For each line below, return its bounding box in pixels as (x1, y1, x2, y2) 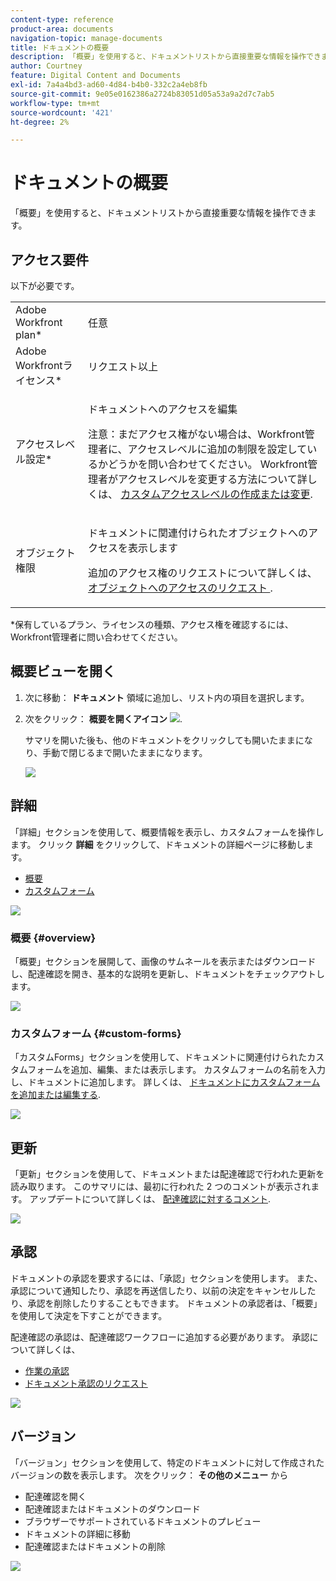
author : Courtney (10, 61, 83, 71)
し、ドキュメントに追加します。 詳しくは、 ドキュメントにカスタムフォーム (10, 1076, 321, 1088)
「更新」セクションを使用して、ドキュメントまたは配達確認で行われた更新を (10, 1168, 325, 1180)
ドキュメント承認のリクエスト (24, 1377, 148, 1389)
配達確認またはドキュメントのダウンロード (24, 1502, 201, 1515)
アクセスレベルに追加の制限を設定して (127, 442, 308, 456)
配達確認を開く (24, 1490, 87, 1502)
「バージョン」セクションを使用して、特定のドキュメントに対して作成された (10, 1456, 325, 1468)
